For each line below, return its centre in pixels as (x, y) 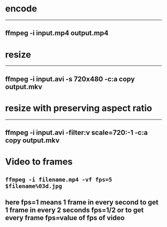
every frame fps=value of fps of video (65, 218)
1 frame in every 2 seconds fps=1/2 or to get (75, 210)
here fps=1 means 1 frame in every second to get (82, 202)
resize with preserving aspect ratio (79, 108)
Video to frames (39, 162)
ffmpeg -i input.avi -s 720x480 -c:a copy (70, 79)
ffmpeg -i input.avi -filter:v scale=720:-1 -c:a (77, 132)
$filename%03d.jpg (34, 186)
